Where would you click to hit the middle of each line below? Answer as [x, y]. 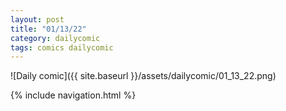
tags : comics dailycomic [62, 47]
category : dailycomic [55, 38]
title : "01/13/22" [48, 29]
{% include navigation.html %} [73, 95]
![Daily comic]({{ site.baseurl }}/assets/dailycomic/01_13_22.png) [143, 76]
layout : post [37, 19]
